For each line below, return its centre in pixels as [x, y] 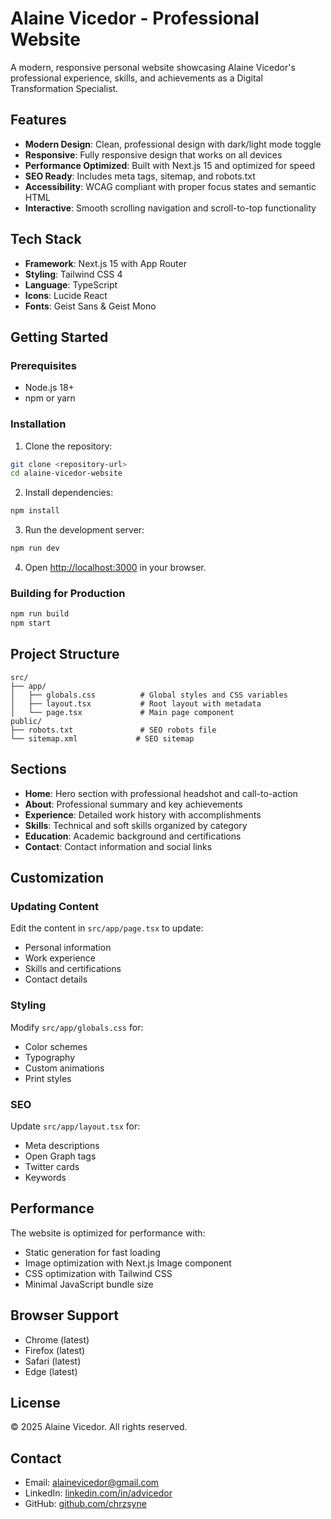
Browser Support [65, 1315]
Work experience [60, 958]
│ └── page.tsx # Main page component [122, 712]
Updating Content [54, 907]
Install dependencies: [69, 493]
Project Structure [65, 654]
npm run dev [35, 548]
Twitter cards [52, 1166]
